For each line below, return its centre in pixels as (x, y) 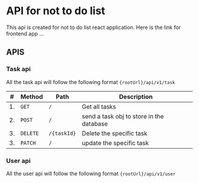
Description (136, 97)
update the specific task (115, 143)
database (95, 124)
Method (32, 97)
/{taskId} (62, 133)
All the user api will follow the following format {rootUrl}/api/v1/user (91, 174)
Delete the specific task (115, 133)
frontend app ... (25, 33)
